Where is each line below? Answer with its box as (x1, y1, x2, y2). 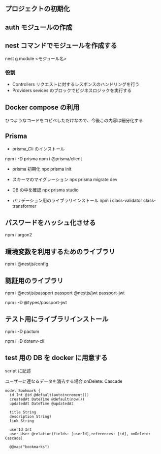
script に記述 (5, 367, 31, 373)
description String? (9, 414, 52, 419)
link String (9, 418, 34, 423)
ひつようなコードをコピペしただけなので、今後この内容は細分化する (5, 117, 143, 123)
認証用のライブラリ (5, 276, 64, 285)
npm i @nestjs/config (5, 261, 49, 267)
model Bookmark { (5, 388, 41, 393)
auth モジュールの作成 (5, 23, 72, 31)
